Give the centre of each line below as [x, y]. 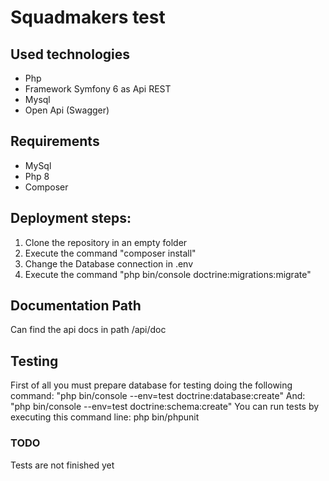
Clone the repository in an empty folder [106, 242]
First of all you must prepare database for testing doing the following [151, 385]
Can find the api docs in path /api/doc [88, 330]
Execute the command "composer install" [110, 253]
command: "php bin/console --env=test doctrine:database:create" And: [158, 396]
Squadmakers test [88, 17]
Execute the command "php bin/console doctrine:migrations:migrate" [168, 274]
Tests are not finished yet [62, 465]
